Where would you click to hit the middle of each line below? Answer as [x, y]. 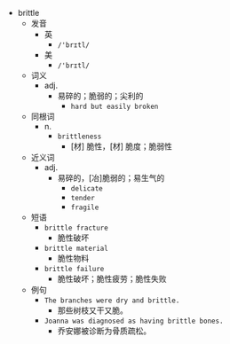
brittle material [76, 248]
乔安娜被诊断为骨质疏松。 [104, 331]
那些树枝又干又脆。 [93, 310]
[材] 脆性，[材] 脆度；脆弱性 [122, 146]
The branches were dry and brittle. [112, 301]
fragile [85, 207]
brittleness [79, 137]
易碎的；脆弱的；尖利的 [100, 96]
